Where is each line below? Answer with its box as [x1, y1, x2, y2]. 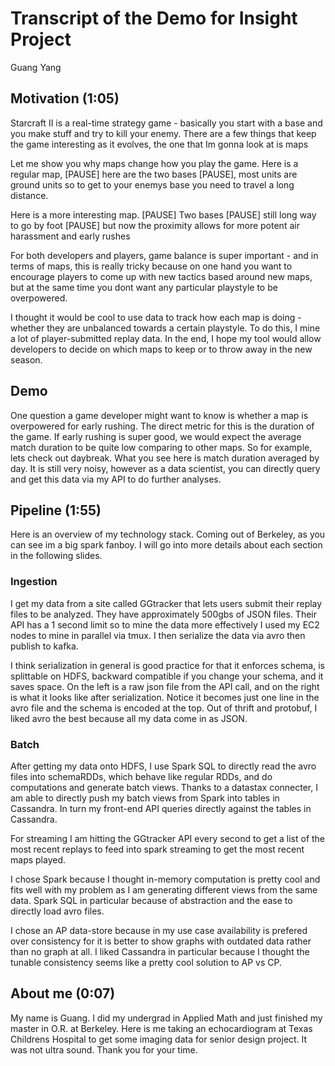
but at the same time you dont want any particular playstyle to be [10, 281, 278, 293]
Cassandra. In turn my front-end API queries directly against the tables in [10, 802, 312, 814]
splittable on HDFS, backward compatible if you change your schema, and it [10, 670, 324, 682]
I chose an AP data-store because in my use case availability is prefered [10, 924, 308, 936]
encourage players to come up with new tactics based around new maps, [10, 270, 313, 282]
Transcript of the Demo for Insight [10, 7, 298, 30]
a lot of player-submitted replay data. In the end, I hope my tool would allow [10, 332, 322, 344]
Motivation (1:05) [10, 90, 120, 107]
